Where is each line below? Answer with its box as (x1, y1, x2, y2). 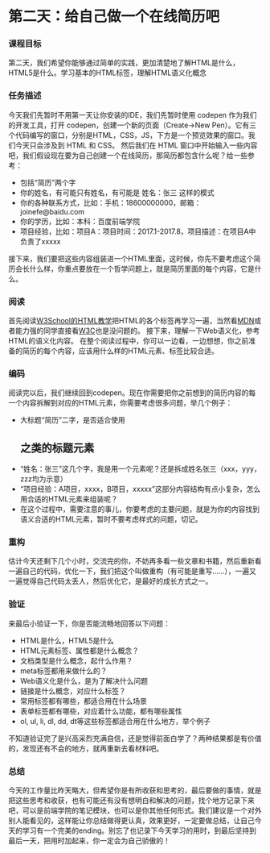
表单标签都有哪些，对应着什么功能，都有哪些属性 (19, 706, 182, 716)
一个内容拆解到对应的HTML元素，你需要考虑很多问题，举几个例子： (8, 398, 233, 408)
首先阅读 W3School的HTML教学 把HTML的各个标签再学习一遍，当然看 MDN (8, 316, 255, 326)
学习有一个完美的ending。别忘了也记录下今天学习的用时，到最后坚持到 (22, 826, 257, 835)
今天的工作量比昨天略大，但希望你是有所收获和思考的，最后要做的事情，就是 (8, 785, 262, 795)
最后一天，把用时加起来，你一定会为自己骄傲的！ (8, 836, 170, 846)
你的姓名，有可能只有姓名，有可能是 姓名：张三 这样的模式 (19, 187, 215, 198)
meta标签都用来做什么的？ (19, 666, 108, 676)
